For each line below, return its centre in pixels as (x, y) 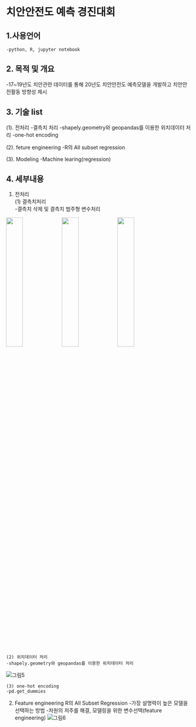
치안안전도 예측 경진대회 (61, 12)
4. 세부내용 (25, 179)
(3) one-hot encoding (33, 686)
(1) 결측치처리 (30, 201)
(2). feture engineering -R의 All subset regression (66, 147)
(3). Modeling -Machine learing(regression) (59, 159)
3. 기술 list (24, 112)
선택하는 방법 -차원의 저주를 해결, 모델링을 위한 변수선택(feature (88, 711)
